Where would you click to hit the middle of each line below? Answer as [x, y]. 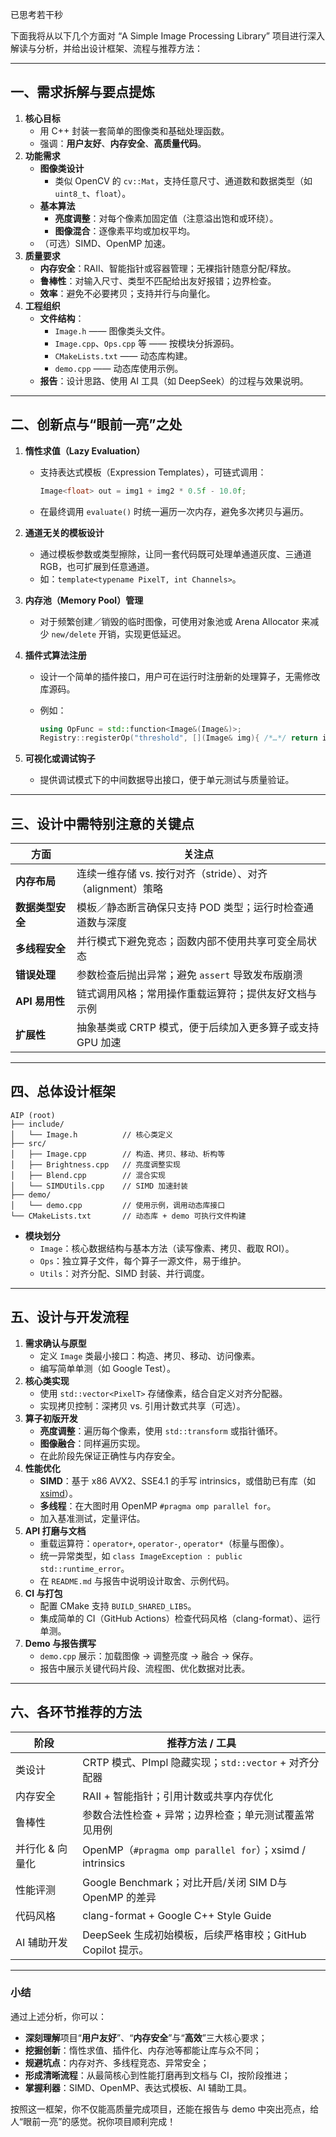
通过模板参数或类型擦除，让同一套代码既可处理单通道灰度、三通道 [175, 554]
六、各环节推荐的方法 [76, 1712]
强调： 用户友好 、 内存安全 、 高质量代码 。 [123, 143]
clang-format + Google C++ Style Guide [177, 1915]
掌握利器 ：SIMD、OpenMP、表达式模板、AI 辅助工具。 [138, 2087]
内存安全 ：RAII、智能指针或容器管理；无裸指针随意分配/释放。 [168, 268]
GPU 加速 [99, 1043]
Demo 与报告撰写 [60, 1643]
